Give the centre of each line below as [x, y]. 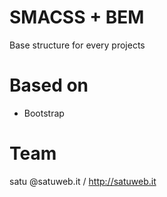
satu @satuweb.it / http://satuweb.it [83, 181]
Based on [49, 85]
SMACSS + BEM [77, 17]
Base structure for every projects [77, 45]
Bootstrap [44, 113]
